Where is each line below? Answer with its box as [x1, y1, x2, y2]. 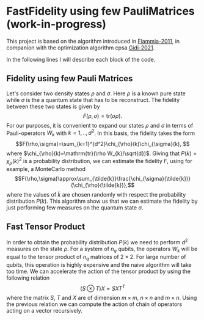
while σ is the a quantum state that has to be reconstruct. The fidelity [6, 96, 180, 103]
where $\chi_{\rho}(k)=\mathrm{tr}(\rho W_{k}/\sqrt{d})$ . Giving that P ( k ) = [6, 150, 197, 157]
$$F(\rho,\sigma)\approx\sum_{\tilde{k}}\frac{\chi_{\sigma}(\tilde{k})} [14, 175, 191, 182]
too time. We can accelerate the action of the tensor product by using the [6, 267, 191, 275]
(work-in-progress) [6, 17, 107, 31]
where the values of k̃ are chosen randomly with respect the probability [6, 191, 186, 198]
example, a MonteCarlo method [6, 165, 86, 172]
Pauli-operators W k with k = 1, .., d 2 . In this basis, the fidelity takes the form [6, 128, 195, 138]
